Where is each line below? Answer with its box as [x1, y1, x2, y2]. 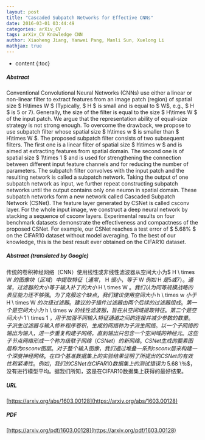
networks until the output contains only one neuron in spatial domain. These [6, 186, 197, 193]
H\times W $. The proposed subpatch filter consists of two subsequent [6, 134, 184, 142]
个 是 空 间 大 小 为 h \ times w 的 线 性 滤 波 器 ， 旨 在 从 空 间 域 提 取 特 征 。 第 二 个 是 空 [6, 306, 197, 314]
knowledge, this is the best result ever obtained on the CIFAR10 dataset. [6, 238, 187, 245]
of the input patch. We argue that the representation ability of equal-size [6, 115, 187, 122]
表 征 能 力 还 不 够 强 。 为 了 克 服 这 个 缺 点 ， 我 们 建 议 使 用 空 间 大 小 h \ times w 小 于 [6, 291, 197, 298]
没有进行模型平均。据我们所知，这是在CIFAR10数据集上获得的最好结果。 [6, 367, 187, 375]
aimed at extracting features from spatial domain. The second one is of [6, 147, 184, 154]
